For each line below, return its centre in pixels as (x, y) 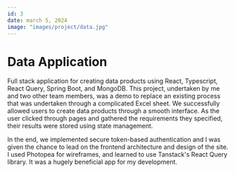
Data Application (57, 62)
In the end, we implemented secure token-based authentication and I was (114, 140)
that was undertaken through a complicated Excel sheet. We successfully (114, 103)
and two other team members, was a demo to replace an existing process (114, 96)
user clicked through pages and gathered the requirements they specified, (115, 118)
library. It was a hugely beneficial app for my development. (93, 162)
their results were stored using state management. (80, 126)
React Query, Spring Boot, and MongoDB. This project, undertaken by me (114, 89)
